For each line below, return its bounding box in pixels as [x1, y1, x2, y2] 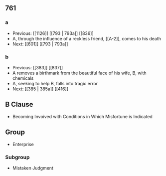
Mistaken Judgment [12, 165, 54, 171]
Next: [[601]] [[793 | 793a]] [12, 41, 68, 47]
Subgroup [5, 154, 30, 161]
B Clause [5, 100, 33, 109]
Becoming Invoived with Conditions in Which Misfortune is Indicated [12, 113, 153, 119]
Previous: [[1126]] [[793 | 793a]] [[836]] [12, 30, 94, 36]
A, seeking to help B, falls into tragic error [12, 80, 98, 86]
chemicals [12, 75, 34, 81]
